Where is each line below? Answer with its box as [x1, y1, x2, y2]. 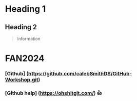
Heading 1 [5, 3, 46, 15]
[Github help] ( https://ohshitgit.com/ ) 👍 [5, 90, 102, 97]
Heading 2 [5, 23, 38, 31]
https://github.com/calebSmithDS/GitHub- [28, 70, 132, 77]
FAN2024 [5, 53, 45, 64]
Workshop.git [5, 77, 39, 83]
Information [17, 36, 40, 41]
